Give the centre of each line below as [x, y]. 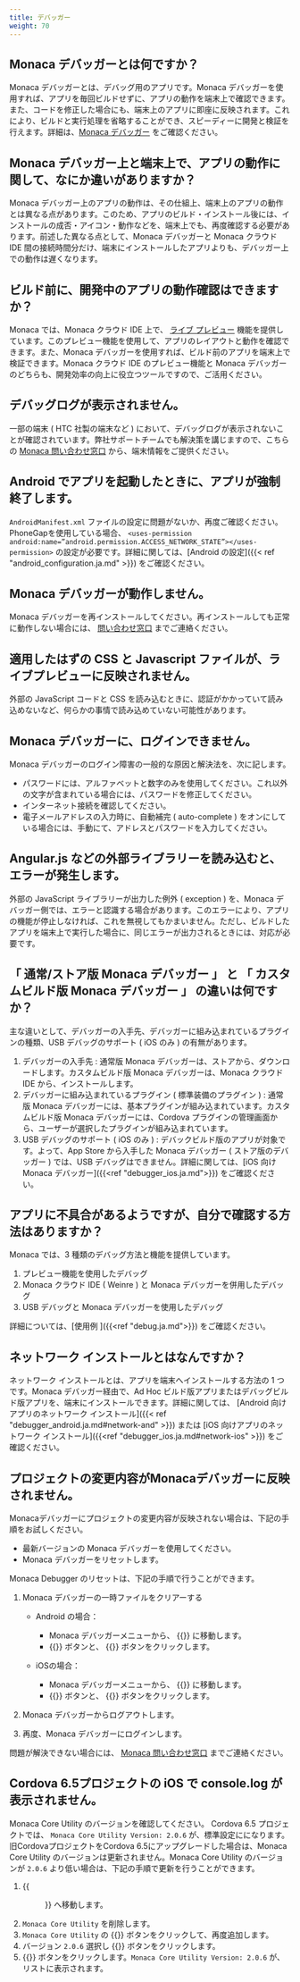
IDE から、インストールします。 [80, 1083]
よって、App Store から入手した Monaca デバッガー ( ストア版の [155, 1150]
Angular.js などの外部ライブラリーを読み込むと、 [145, 859]
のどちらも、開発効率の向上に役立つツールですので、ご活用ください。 [138, 374]
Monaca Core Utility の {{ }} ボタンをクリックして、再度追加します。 [148, 1935]
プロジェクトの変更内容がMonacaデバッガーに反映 [150, 1478]
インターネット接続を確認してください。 [96, 806]
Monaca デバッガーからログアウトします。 [100, 1715]
